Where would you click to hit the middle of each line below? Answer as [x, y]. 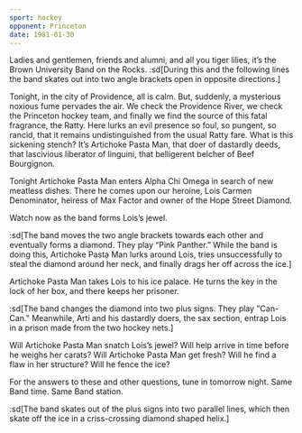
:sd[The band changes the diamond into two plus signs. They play [132, 309]
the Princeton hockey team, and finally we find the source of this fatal [138, 116]
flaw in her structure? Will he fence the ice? [90, 364]
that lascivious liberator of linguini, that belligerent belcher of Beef [132, 154]
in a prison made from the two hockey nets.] [92, 328]
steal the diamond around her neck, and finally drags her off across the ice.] [151, 264]
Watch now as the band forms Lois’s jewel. [89, 218]
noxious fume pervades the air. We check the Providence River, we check [146, 106]
